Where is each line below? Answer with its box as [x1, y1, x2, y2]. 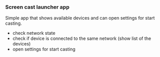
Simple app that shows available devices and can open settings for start [5, 15, 155, 21]
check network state [12, 30, 56, 36]
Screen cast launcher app [5, 4, 70, 11]
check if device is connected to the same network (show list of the [12, 35, 151, 41]
